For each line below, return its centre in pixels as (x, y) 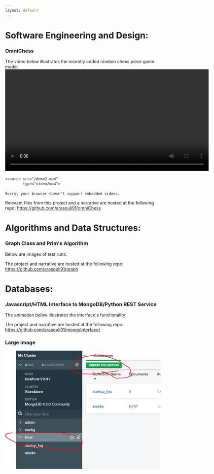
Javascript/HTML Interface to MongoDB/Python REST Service (81, 304)
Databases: (29, 289)
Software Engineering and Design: (77, 35)
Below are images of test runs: (36, 254)
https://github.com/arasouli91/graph (42, 269)
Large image (20, 342)
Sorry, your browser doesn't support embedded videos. (63, 194)
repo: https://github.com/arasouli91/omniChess (53, 208)
